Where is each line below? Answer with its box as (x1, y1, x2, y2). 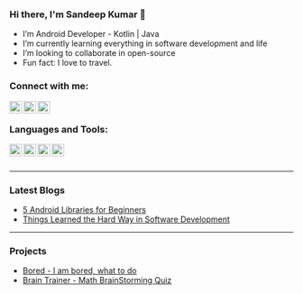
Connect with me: (9, 80, 89, 93)
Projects (9, 245, 47, 258)
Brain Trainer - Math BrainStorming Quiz (22, 275, 172, 286)
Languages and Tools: (9, 123, 108, 135)
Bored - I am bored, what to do (22, 265, 137, 276)
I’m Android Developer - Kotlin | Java (22, 29, 160, 40)
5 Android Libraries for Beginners (22, 205, 147, 216)
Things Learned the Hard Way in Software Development (22, 214, 230, 225)
